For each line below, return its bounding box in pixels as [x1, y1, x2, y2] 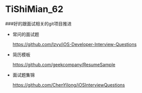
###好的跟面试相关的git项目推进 [5, 20, 72, 26]
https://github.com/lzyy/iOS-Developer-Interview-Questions [12, 41, 137, 47]
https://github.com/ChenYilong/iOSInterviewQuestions [12, 81, 125, 88]
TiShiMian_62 [5, 3, 64, 15]
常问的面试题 [12, 31, 39, 37]
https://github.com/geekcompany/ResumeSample [12, 61, 115, 67]
